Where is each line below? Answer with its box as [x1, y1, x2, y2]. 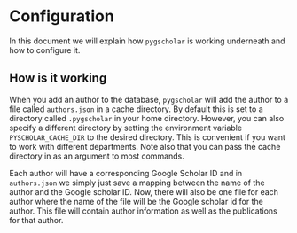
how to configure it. [9, 44, 81, 55]
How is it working [9, 71, 107, 86]
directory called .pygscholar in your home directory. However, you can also [9, 113, 285, 123]
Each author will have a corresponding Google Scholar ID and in [9, 167, 243, 178]
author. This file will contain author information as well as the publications [9, 206, 277, 216]
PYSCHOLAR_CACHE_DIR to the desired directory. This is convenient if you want [9, 131, 286, 143]
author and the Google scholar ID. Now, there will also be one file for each [9, 186, 279, 197]
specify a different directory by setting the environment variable [9, 122, 242, 133]
